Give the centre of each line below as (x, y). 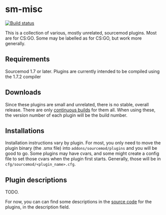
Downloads (23, 92)
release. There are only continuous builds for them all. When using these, (80, 110)
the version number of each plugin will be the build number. (66, 115)
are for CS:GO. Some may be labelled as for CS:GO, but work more (74, 38)
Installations (25, 131)
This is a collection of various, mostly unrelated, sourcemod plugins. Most (81, 33)
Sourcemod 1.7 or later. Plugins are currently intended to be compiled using (83, 71)
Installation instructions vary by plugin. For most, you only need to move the (83, 143)
